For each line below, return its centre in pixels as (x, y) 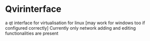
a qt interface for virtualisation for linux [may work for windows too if (75, 23)
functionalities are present (32, 33)
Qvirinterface (33, 9)
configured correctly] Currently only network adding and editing (71, 28)
